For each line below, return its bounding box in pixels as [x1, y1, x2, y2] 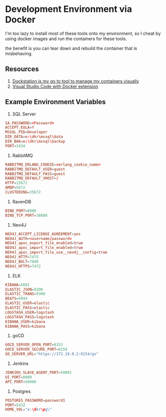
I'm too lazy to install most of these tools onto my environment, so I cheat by [5, 30, 161, 36]
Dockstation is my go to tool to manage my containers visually [12, 78, 139, 84]
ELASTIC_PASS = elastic [5, 305, 50, 310]
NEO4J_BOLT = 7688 [5, 259, 39, 264]
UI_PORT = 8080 [5, 374, 32, 380]
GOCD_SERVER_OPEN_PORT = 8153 [5, 342, 63, 348]
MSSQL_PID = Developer [5, 130, 48, 135]
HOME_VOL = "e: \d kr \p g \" [5, 407, 52, 412]
